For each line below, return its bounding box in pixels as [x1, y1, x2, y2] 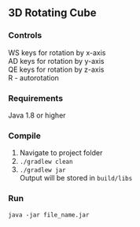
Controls [8, 30, 42, 41]
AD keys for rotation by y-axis [8, 56, 105, 65]
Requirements [8, 92, 64, 103]
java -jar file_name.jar [8, 210, 90, 219]
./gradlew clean [19, 158, 73, 166]
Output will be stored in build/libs [19, 173, 133, 183]
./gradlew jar [19, 166, 66, 174]
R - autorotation [8, 73, 59, 82]
